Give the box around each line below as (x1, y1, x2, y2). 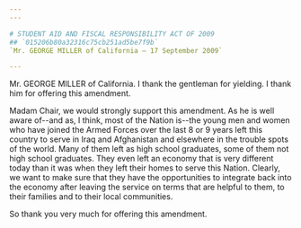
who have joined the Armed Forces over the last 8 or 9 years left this (9, 125, 263, 136)
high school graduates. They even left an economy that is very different (9, 153, 274, 164)
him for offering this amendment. (9, 88, 131, 99)
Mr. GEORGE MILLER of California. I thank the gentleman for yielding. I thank (9, 78, 292, 90)
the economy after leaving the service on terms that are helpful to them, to (9, 181, 285, 193)
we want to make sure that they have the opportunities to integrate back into (9, 172, 292, 183)
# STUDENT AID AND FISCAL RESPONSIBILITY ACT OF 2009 (9, 29, 216, 39)
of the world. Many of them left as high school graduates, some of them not (9, 144, 289, 154)
